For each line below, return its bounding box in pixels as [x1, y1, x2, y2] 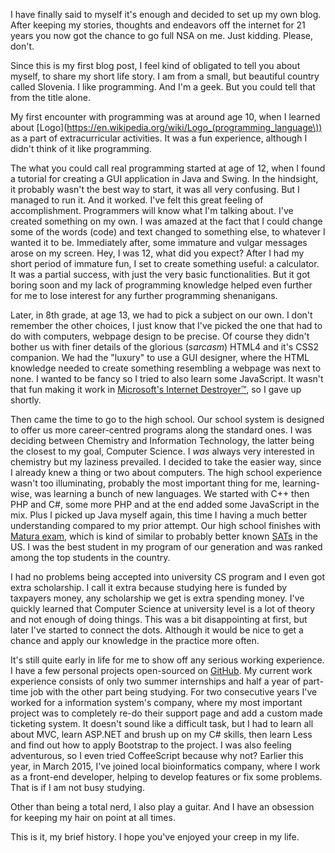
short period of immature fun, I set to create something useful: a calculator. [10, 258, 320, 269]
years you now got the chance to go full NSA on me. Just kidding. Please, [10, 30, 314, 41]
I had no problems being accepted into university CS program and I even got [10, 571, 325, 583]
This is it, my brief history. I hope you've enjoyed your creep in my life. [10, 831, 300, 843]
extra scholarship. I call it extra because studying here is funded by [10, 582, 288, 593]
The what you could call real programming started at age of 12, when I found [10, 162, 326, 174]
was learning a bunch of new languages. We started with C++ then [34, 488, 310, 499]
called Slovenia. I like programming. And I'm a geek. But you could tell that [10, 81, 316, 93]
